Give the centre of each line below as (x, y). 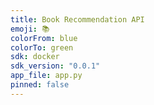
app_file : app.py (46, 76)
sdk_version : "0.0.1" (55, 66)
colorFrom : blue (44, 38)
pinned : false (40, 85)
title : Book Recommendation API (77, 19)
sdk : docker (35, 57)
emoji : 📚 (30, 29)
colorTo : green (42, 47)
